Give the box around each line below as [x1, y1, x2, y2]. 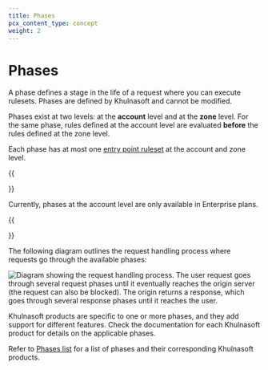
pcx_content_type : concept [8, 19, 98, 27]
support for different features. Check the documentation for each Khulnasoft [8, 320, 261, 330]
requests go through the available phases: [8, 254, 147, 265]
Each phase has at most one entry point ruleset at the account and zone [8, 144, 246, 154]
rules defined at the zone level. [8, 129, 110, 139]
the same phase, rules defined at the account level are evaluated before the [8, 120, 258, 130]
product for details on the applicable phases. [8, 328, 156, 338]
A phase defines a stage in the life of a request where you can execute [8, 87, 242, 97]
